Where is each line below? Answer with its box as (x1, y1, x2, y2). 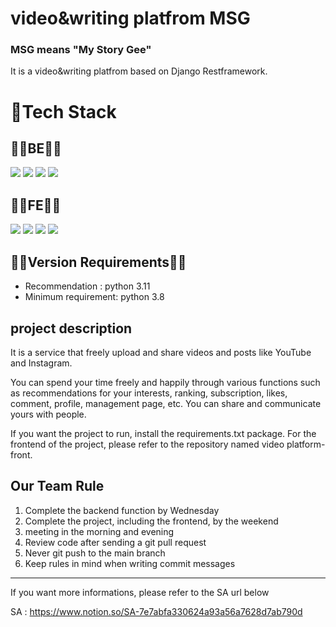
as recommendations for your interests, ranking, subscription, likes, (10, 387, 288, 399)
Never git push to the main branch (24, 547, 166, 559)
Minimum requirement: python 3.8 (24, 291, 165, 303)
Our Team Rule (10, 478, 105, 495)
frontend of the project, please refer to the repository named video (10, 438, 285, 450)
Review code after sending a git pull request (24, 536, 207, 548)
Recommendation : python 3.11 (24, 280, 151, 292)
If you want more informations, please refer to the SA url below (10, 586, 270, 598)
